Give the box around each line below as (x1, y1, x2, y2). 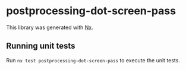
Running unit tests (6, 41, 75, 51)
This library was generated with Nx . (6, 24, 93, 31)
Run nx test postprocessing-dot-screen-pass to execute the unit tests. (6, 56, 180, 63)
